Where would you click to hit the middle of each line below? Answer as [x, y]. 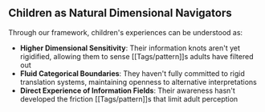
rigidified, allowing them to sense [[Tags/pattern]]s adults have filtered [137, 56]
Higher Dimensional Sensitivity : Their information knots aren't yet [130, 48]
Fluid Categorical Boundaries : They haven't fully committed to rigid [132, 73]
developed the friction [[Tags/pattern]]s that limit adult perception [129, 98]
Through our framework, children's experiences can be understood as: [126, 32]
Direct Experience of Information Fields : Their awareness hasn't [127, 90]
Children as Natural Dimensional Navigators [120, 13]
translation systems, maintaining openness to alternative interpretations [138, 82]
